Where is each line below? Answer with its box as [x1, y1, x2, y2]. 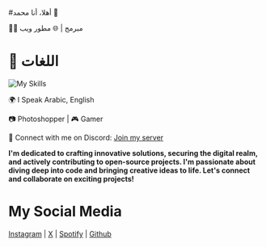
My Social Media [8, 203, 123, 221]
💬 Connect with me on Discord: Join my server [8, 132, 164, 142]
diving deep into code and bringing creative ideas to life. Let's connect [8, 165, 251, 175]
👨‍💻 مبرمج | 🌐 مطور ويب [8, 23, 83, 32]
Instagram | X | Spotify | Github [8, 228, 112, 238]
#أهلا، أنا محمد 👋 [8, 8, 59, 17]
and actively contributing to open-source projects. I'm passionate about [8, 157, 256, 166]
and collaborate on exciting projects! [8, 174, 135, 183]
